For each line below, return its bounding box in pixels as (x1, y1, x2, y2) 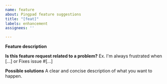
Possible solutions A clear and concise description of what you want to (5, 68, 153, 74)
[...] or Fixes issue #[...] (5, 58, 53, 64)
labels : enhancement (5, 21, 48, 26)
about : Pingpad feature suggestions (5, 12, 81, 17)
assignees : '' (5, 26, 35, 31)
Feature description (5, 43, 47, 49)
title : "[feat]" (5, 16, 39, 21)
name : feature (5, 7, 35, 12)
